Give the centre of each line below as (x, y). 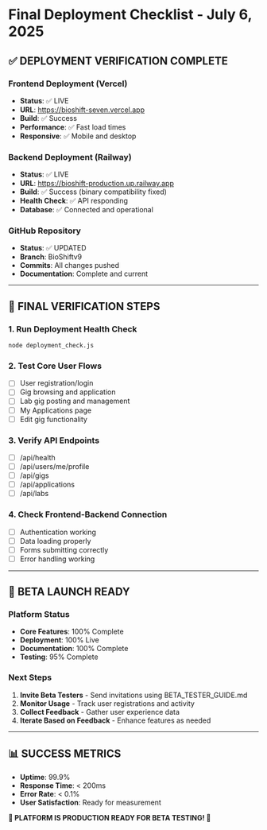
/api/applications (47, 485)
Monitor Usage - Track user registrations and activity (107, 703)
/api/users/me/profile (54, 466)
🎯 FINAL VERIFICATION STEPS (84, 306)
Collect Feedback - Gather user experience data (100, 712)
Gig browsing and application (68, 392)
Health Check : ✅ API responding (74, 201)
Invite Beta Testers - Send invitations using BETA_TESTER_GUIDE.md (133, 695)
